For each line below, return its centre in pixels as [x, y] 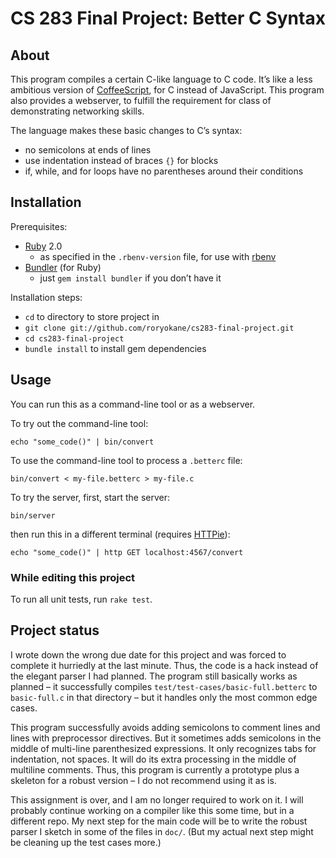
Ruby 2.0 [43, 246]
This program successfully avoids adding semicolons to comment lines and [165, 727]
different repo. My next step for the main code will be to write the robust [159, 821]
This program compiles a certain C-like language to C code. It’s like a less [161, 79]
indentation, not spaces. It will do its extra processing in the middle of [153, 759]
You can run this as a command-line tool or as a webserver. [133, 404]
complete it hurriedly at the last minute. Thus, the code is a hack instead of [164, 665]
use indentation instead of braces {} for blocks [121, 160]
